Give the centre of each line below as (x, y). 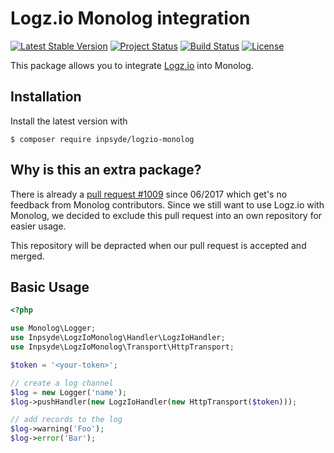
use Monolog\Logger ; (53, 328)
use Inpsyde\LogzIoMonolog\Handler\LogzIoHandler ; (118, 338)
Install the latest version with (69, 121)
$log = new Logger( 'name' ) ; (69, 392)
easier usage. (38, 226)
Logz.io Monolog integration (130, 18)
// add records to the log (66, 420)
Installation (46, 97)
